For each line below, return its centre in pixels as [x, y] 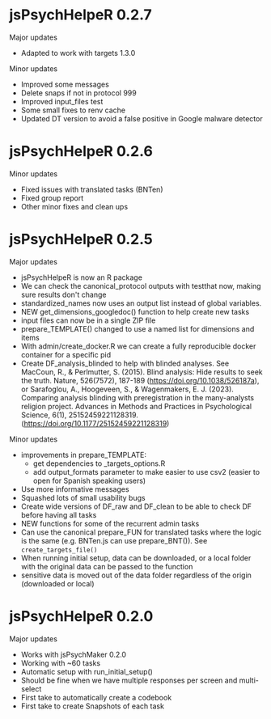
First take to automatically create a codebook [96, 697]
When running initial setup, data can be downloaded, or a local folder [136, 558]
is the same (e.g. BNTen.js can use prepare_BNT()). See [114, 540]
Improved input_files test [62, 101]
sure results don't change [64, 294]
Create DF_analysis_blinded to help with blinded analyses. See [125, 363]
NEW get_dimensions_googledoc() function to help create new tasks [135, 311]
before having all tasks [59, 514]
